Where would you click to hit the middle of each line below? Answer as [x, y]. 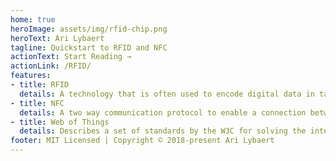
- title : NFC [37, 103]
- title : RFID [40, 85]
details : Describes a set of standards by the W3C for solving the [163, 131]
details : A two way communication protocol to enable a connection [163, 112]
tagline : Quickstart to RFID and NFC [89, 47]
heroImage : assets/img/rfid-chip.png [89, 29]
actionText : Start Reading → [71, 57]
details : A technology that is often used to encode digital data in [167, 94]
